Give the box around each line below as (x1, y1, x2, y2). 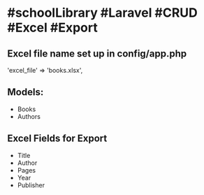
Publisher (17, 180, 45, 189)
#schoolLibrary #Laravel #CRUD (7, 5, 198, 21)
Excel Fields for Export (7, 133, 108, 145)
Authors (17, 112, 41, 120)
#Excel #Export (7, 20, 98, 36)
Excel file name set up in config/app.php (7, 48, 187, 59)
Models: (7, 86, 44, 99)
